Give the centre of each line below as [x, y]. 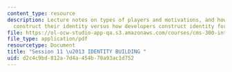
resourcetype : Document [41, 45]
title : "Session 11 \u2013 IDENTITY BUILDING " [77, 52]
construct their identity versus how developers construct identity [114, 26]
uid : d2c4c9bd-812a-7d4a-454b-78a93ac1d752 [71, 58]
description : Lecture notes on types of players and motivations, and [111, 20]
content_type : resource [41, 13]
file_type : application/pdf [48, 39]
